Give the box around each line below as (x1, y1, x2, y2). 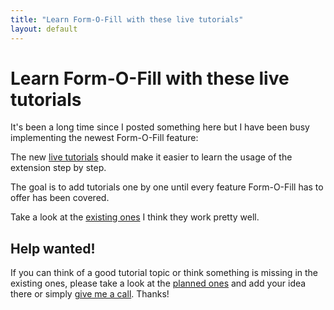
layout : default (10, 24, 78, 34)
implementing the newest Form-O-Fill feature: (10, 132, 199, 144)
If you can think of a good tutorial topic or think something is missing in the (10, 267, 319, 279)
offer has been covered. (10, 192, 110, 204)
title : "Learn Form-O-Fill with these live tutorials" (10, 14, 244, 25)
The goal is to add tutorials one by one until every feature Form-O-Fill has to (10, 181, 324, 193)
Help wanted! (10, 240, 96, 257)
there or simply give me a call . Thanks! (10, 288, 170, 300)
